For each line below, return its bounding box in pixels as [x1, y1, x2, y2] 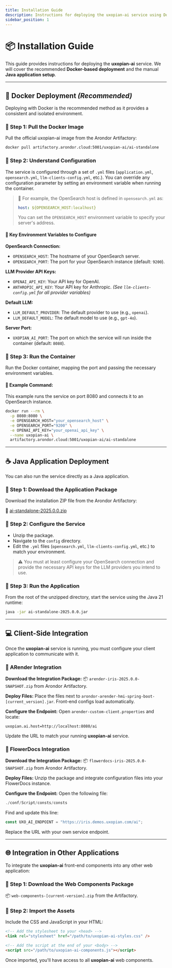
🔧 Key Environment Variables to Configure [5, 232, 97, 238]
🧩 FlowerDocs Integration [5, 745, 70, 753]
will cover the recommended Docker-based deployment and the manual [5, 66, 159, 72]
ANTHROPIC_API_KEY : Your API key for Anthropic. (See [12, 284, 123, 290]
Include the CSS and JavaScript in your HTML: [5, 919, 103, 925]
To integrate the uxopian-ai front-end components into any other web [5, 862, 153, 868]
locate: [5, 714, 20, 720]
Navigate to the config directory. [12, 538, 82, 544]
